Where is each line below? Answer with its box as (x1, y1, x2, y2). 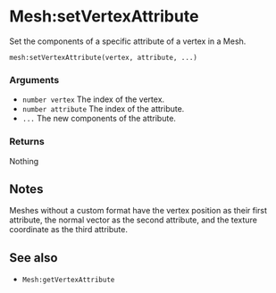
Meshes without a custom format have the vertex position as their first (9, 205, 268, 216)
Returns (9, 136, 45, 148)
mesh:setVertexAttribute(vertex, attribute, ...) (9, 53, 198, 62)
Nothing (9, 155, 39, 166)
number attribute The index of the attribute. (21, 104, 185, 114)
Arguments (9, 73, 60, 86)
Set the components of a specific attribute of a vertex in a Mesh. (9, 36, 247, 46)
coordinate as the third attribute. (9, 224, 128, 235)
